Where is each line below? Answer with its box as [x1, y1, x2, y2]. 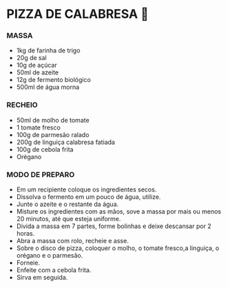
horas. [16, 229, 35, 238]
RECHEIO [6, 100, 39, 110]
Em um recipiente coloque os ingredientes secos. [16, 185, 157, 194]
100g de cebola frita [16, 145, 74, 154]
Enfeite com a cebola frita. [16, 266, 92, 274]
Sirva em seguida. [16, 274, 68, 282]
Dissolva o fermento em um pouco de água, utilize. [16, 193, 161, 201]
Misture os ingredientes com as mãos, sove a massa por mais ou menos [16, 207, 222, 216]
